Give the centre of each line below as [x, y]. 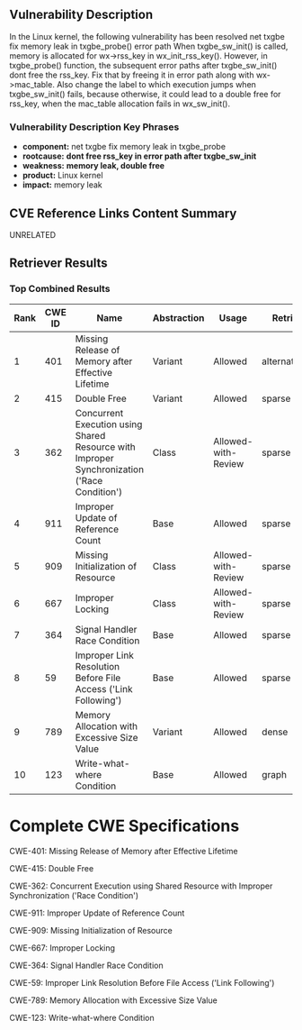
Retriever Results [58, 264]
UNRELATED [33, 234]
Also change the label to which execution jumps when [156, 84]
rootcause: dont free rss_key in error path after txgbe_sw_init [139, 156]
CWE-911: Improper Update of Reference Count [97, 913]
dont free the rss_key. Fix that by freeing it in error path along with [132, 75]
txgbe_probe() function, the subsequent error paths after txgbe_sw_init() [143, 65]
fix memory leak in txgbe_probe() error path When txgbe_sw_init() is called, [149, 46]
